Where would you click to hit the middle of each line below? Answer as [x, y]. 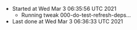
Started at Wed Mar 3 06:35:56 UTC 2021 [64, 9]
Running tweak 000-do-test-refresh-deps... [76, 15]
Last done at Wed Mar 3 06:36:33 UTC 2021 [68, 21]
